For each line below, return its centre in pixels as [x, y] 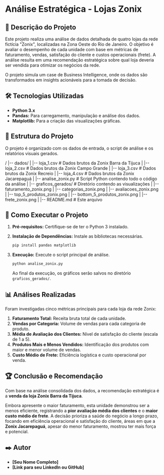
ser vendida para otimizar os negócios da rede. [53, 65]
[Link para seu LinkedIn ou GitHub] [48, 467]
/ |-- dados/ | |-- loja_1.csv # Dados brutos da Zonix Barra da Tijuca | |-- [77, 163]
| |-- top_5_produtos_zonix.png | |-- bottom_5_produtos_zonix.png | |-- [76, 194]
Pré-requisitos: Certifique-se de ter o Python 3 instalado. [70, 227]
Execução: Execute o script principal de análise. [61, 255]
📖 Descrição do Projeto [41, 27]
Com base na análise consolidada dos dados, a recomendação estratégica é [82, 390]
